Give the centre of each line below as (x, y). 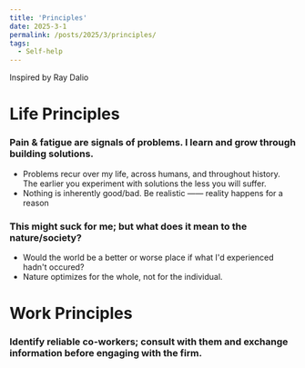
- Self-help (41, 52)
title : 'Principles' (49, 18)
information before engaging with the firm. (106, 353)
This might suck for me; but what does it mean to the (128, 226)
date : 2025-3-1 (38, 26)
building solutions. (51, 154)
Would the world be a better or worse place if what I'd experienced (148, 257)
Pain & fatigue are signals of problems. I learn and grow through (152, 143)
